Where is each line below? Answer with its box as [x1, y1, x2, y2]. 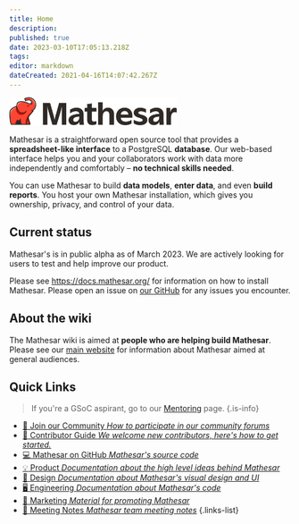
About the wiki [9, 311, 92, 326]
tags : [9, 52, 29, 62]
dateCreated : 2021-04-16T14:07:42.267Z [9, 72, 158, 80]
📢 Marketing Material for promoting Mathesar [21, 495, 190, 506]
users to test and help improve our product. [9, 258, 170, 268]
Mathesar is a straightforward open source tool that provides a [9, 134, 239, 145]
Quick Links [9, 379, 77, 394]
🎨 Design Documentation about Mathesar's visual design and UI [21, 472, 260, 483]
